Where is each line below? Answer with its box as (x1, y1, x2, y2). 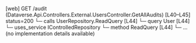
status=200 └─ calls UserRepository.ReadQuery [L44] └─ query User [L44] (5, 18, 190, 24)
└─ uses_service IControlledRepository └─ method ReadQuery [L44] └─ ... (5, 24, 188, 31)
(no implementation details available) (5, 30, 95, 37)
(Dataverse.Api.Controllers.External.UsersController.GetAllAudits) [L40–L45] (5, 11, 191, 18)
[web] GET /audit (5, 5, 47, 12)
